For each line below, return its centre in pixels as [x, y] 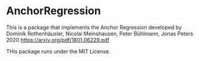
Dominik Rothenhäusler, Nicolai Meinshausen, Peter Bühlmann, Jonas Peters [100, 33]
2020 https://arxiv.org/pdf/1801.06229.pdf [58, 40]
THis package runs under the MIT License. [59, 51]
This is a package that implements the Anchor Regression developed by [94, 27]
